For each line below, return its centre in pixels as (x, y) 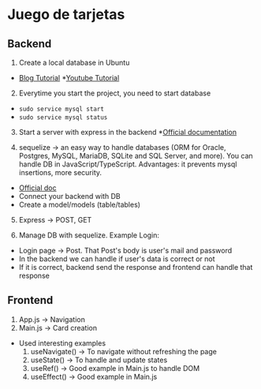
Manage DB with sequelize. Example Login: (89, 235)
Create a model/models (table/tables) (80, 204)
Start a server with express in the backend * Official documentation (128, 132)
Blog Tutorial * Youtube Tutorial (69, 78)
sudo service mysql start (61, 109)
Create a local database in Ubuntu (74, 62)
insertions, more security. (60, 172)
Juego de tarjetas (66, 15)
